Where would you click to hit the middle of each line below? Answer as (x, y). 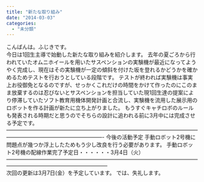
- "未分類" (24, 29)
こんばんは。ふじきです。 (38, 47)
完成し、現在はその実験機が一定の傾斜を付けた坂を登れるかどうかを (102, 70)
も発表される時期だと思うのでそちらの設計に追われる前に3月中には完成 (96, 116)
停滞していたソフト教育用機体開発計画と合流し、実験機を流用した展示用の (104, 100)
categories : (21, 23)
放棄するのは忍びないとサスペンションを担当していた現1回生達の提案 (97, 93)
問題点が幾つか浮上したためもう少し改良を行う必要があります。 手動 (92, 145)
